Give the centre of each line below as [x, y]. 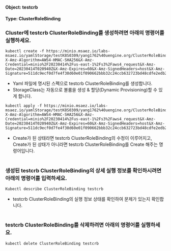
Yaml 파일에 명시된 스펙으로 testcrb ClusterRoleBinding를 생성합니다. [82, 83]
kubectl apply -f [24, 106]
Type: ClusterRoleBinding [33, 19]
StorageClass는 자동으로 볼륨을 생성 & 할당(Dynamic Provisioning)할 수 [85, 90]
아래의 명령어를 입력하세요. [36, 178]
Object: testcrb [22, 7]
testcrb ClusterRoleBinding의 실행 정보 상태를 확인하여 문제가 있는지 [81, 199]
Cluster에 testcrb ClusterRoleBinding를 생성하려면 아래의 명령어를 [85, 33]
